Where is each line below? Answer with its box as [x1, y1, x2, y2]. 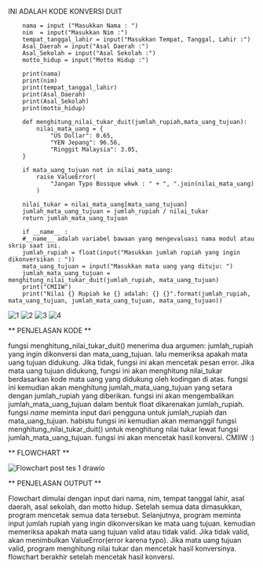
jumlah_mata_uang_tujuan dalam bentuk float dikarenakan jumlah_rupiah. [8, 400, 245, 409]
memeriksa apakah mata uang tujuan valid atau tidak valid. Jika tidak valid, [8, 527, 250, 537]
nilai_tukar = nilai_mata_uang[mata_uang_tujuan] [22, 200, 188, 208]
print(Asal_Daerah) [22, 90, 86, 98]
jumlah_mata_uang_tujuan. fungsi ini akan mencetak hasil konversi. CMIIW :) [8, 433, 255, 442]
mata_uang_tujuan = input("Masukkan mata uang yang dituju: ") [22, 262, 234, 270]
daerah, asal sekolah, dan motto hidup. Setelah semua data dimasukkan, [8, 502, 243, 511]
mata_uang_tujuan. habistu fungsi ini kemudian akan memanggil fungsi [8, 416, 237, 425]
